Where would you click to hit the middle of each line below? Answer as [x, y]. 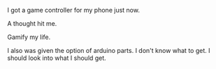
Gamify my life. [29, 37]
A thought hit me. [32, 23]
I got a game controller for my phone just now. [73, 10]
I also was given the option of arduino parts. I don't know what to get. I [109, 51]
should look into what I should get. [57, 58]
